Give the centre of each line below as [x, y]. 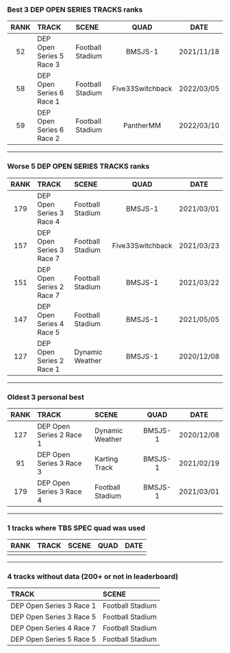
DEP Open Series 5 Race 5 [53, 639]
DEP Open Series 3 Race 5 [53, 617]
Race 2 [49, 139]
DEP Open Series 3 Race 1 [53, 606]
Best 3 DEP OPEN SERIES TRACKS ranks [75, 10]
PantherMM [142, 126]
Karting [106, 459]
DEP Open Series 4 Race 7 [53, 628]
